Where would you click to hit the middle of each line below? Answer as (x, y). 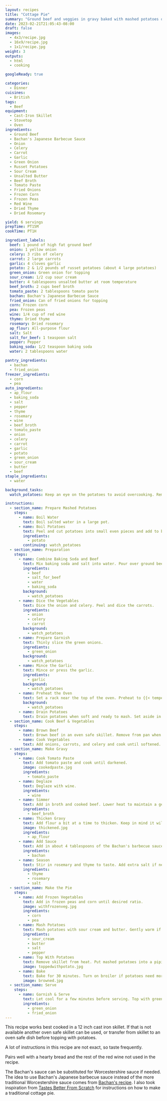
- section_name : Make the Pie (41, 888)
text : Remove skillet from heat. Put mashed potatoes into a (88, 962)
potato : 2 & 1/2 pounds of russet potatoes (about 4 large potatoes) (83, 268)
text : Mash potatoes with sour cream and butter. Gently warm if (92, 930)
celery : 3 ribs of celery (37, 254)
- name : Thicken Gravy (42, 818)
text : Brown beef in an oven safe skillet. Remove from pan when (92, 735)
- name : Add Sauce (37, 842)
